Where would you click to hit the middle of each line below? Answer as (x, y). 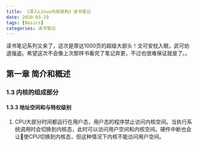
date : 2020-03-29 (28, 17)
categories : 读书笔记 (31, 28)
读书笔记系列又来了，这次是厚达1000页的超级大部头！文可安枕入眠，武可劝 (98, 46)
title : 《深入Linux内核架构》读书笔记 (49, 12)
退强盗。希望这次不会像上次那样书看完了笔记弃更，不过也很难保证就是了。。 (98, 53)
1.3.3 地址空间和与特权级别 (39, 107)
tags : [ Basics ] (25, 23)
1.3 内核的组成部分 (33, 92)
